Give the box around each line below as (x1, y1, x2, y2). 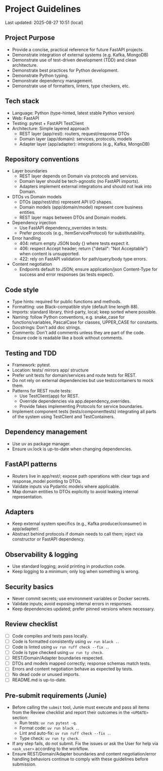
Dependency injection (12, 220, 56, 226)
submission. (12, 761, 36, 767)
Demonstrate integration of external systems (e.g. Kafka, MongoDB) (12, 52, 149, 58)
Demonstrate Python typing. (12, 72, 69, 78)
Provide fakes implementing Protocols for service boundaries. (19, 404, 144, 409)
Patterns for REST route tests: (12, 388, 72, 393)
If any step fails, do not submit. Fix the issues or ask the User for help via (12, 741, 158, 747)
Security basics (5, 582, 54, 591)
